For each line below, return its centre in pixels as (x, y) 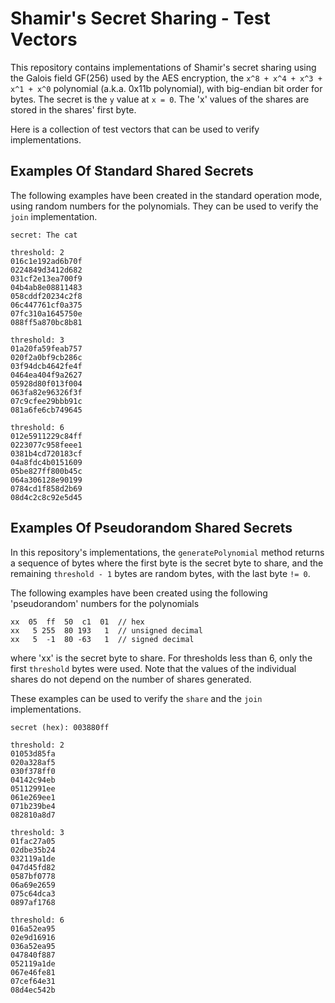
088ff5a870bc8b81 (46, 322)
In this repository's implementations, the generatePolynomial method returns (167, 552)
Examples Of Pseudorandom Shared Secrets (151, 528)
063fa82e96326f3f (46, 392)
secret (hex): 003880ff (60, 727)
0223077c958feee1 (46, 445)
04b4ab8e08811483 (46, 287)
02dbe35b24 (33, 850)
